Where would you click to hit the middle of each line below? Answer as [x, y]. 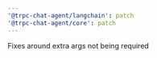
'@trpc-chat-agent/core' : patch [62, 23]
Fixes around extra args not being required [78, 45]
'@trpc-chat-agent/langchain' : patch [71, 15]
